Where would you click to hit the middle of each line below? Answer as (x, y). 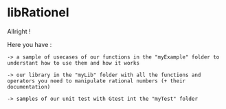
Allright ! (19, 31)
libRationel (38, 13)
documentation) (29, 87)
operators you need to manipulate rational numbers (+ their (97, 81)
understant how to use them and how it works (73, 63)
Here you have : (30, 44)
